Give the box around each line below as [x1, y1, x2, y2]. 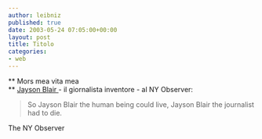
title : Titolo [8, 41, 55, 48]
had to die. [27, 108, 63, 117]
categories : [8, 48, 47, 55]
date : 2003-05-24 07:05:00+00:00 [8, 26, 118, 34]
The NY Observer [8, 123, 65, 133]
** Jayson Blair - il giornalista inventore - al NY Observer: [8, 84, 194, 94]
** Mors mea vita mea [8, 76, 80, 86]
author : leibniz [8, 11, 61, 20]
